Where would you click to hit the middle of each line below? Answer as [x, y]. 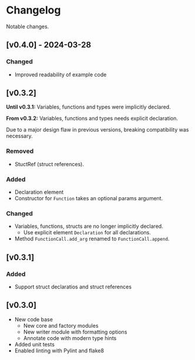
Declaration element [39, 192]
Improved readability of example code [60, 75]
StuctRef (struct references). [49, 164]
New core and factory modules [61, 325]
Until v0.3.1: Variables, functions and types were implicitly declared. [89, 107]
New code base [33, 319]
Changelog [33, 10]
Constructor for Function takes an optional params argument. [89, 198]
